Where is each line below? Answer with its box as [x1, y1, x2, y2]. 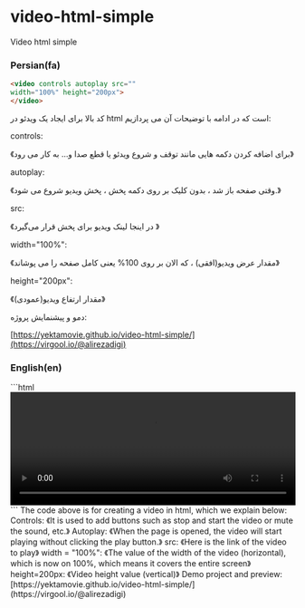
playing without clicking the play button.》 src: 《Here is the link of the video [10, 536, 288, 547]
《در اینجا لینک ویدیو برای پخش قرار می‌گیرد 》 [10, 220, 160, 232]
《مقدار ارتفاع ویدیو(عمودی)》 [10, 293, 106, 304]
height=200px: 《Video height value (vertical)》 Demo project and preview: [10, 569, 283, 580]
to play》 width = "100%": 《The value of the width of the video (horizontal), [10, 547, 287, 558]
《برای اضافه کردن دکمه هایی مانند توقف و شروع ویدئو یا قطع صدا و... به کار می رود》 [10, 148, 294, 159]
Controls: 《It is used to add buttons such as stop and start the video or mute [10, 515, 293, 526]
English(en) [10, 361, 62, 373]
